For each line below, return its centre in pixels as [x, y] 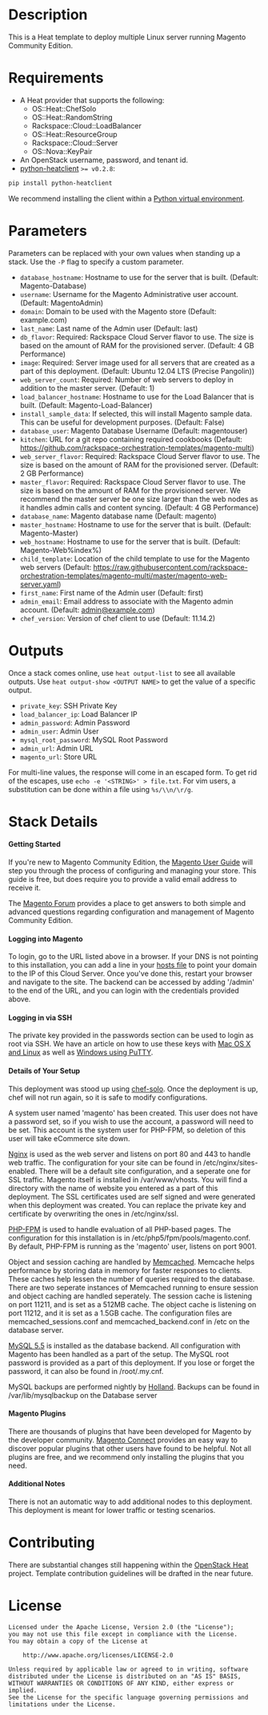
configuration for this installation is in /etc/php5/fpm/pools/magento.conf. [129, 1237]
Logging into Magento [46, 939]
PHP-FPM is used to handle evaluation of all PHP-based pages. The [120, 1229]
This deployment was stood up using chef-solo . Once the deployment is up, [133, 1088]
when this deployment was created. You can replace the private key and [127, 1205]
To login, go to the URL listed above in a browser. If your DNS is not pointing [133, 957]
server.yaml [39, 584]
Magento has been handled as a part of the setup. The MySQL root [119, 1354]
